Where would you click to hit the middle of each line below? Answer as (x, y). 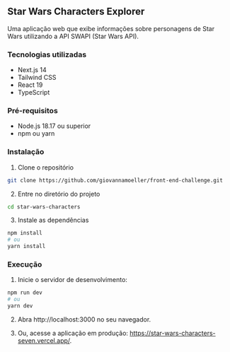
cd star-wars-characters (44, 207)
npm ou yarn (36, 134)
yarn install (27, 247)
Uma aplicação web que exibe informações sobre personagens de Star (111, 28)
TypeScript (34, 93)
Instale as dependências (53, 220)
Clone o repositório (46, 167)
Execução (25, 264)
